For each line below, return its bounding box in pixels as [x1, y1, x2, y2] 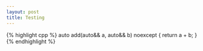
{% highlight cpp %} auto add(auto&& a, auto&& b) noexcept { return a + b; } [6, 31, 198, 38]
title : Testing [6, 15, 45, 21]
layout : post [6, 8, 40, 15]
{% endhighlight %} [6, 38, 56, 45]
